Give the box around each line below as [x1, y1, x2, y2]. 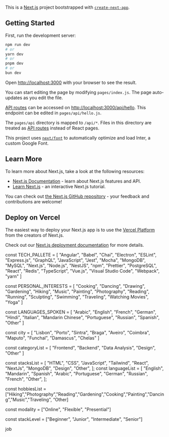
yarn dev [5, 52, 24, 57]
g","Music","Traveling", [5, 397, 52, 403]
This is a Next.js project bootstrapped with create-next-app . [5, 5, 130, 10]
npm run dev [5, 42, 30, 47]
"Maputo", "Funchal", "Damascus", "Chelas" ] [5, 335, 99, 341]
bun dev [5, 70, 22, 75]
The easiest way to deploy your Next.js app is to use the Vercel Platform [5, 227, 155, 233]
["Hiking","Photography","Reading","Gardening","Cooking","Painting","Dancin [5, 391, 164, 397]
